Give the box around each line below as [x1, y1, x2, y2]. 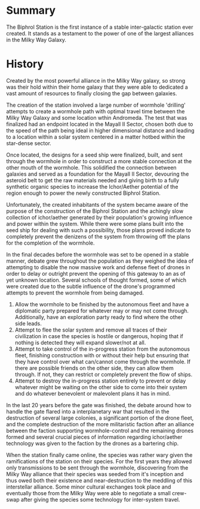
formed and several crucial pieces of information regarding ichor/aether [6, 433, 183, 441]
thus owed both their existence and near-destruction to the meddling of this [6, 477, 193, 484]
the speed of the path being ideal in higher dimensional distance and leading [6, 127, 195, 134]
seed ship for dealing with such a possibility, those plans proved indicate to [6, 226, 191, 234]
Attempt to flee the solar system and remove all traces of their [14, 326, 167, 333]
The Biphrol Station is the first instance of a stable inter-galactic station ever [6, 23, 193, 31]
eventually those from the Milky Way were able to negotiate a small [6, 489, 171, 496]
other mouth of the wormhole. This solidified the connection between [6, 164, 177, 171]
